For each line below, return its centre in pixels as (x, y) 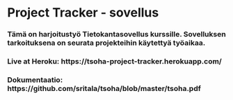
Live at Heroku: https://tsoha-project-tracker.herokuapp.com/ (115, 61)
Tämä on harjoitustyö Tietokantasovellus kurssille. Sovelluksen (116, 34)
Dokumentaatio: (35, 79)
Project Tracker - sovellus (83, 13)
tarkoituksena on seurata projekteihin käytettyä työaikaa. (106, 43)
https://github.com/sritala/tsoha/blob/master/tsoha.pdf (104, 88)
